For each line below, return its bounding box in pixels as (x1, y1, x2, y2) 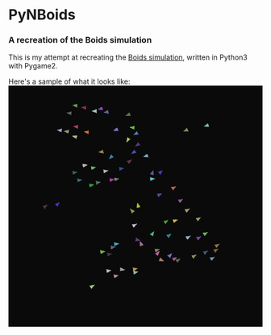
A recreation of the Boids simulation (8, 35, 152, 46)
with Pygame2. (8, 61, 58, 71)
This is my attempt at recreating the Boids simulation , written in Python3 (8, 52, 248, 62)
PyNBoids (8, 6, 77, 24)
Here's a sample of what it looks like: (8, 77, 131, 86)
